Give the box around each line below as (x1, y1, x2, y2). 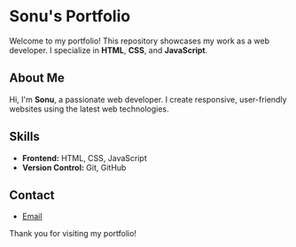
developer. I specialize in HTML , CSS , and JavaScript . (9, 44, 208, 55)
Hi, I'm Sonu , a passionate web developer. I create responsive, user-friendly (9, 94, 287, 104)
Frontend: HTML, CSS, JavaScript (21, 152, 148, 163)
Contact (9, 188, 55, 203)
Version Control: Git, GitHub (21, 162, 127, 173)
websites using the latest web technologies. (9, 104, 169, 114)
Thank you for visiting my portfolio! (9, 228, 137, 239)
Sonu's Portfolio (9, 6, 131, 27)
